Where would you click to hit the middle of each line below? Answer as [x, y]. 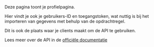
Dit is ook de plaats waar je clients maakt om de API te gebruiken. [70, 30]
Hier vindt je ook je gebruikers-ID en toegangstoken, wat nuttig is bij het [77, 16]
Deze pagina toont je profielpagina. [40, 7]
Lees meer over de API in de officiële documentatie [56, 40]
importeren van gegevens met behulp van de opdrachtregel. [65, 21]
